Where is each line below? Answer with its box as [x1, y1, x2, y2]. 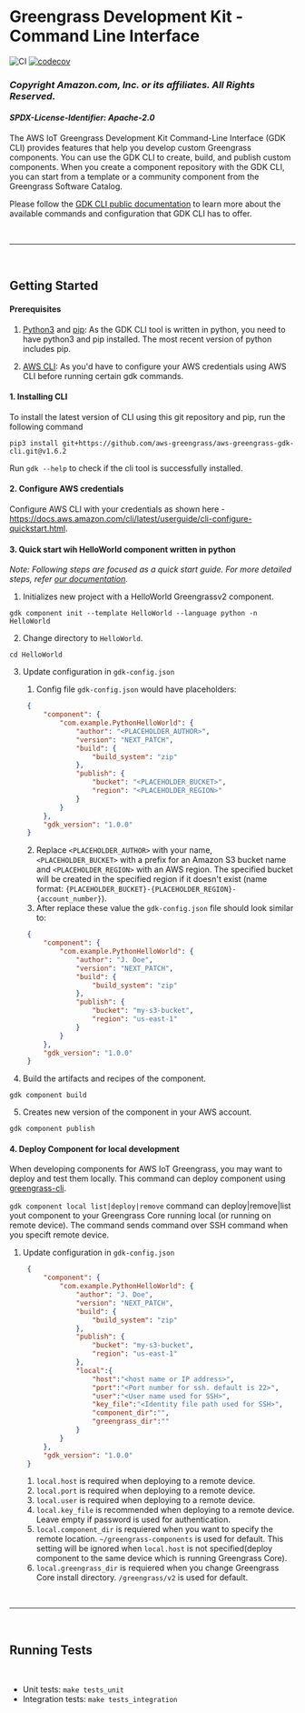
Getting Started [9, 278, 99, 294]
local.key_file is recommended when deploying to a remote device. [35, 1505, 295, 1516]
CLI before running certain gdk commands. [22, 370, 184, 381]
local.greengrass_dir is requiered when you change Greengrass [35, 1562, 280, 1574]
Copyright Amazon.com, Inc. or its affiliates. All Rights [9, 78, 256, 91]
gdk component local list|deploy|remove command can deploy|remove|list [9, 1200, 291, 1211]
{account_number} [35, 895, 103, 904]
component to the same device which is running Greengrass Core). [35, 1553, 288, 1564]
